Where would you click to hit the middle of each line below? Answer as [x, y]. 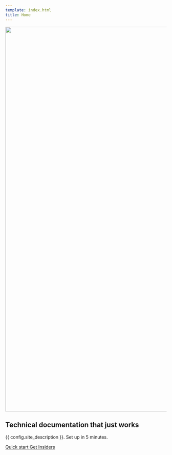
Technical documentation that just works [72, 424]
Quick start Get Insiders [30, 447]
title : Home [18, 15]
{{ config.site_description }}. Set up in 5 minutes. [57, 437]
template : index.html [28, 10]
